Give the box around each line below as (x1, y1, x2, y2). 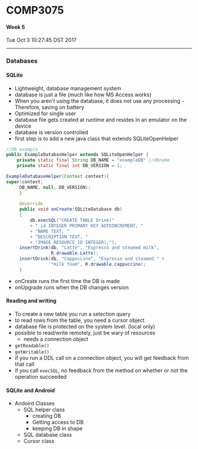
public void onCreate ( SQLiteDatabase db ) (19, 206, 123, 213)
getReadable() (14, 343, 49, 349)
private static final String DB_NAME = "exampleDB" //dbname (16, 157, 170, 163)
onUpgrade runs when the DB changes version (14, 284, 129, 291)
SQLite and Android (6, 386, 55, 393)
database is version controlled (14, 128, 88, 136)
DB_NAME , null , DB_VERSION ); (19, 184, 91, 190)
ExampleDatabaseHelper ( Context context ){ (6, 174, 110, 180)
